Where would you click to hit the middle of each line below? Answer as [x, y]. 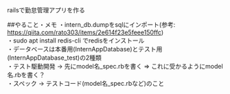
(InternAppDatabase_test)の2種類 [54, 58]
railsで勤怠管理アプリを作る [46, 10]
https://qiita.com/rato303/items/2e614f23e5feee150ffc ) [85, 32]
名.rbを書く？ [26, 75]
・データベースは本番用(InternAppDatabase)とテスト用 [85, 49]
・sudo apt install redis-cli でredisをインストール [76, 40]
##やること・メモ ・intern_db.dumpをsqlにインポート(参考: [91, 25]
